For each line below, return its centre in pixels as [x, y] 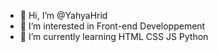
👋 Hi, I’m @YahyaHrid [63, 15]
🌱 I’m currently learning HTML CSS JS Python [114, 36]
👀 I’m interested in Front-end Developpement [112, 26]
